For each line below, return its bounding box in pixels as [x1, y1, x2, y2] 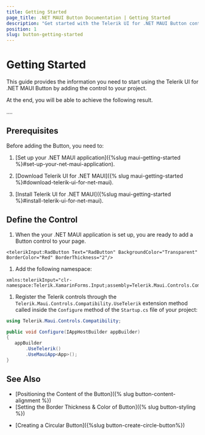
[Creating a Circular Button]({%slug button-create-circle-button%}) [15, 422, 185, 429]
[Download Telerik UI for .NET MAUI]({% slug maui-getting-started [15, 172, 183, 179]
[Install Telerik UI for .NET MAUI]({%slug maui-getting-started [15, 190, 171, 198]
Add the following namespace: [15, 265, 92, 272]
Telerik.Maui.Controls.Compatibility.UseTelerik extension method [15, 300, 188, 307]
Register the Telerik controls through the [15, 293, 117, 300]
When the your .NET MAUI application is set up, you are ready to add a [15, 231, 193, 238]
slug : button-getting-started [6, 32, 84, 38]
